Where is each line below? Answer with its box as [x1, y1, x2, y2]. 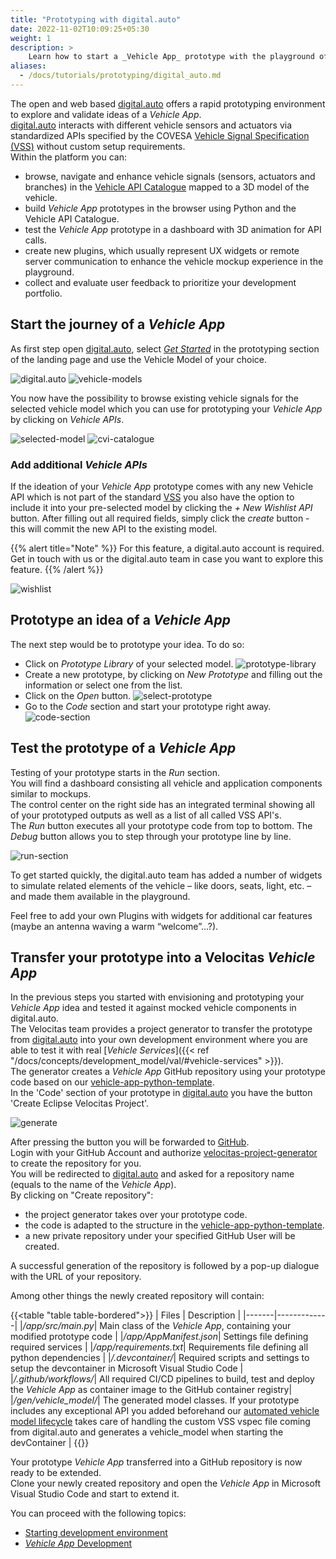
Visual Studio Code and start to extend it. [10, 1488, 180, 1500]
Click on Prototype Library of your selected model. [24, 657, 234, 670]
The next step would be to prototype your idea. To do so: [10, 638, 245, 650]
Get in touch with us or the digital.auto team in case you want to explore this [10, 552, 324, 565]
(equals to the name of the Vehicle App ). [10, 1179, 177, 1191]
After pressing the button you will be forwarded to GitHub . [10, 1136, 250, 1148]
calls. [24, 234, 47, 246]
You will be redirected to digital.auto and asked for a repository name [10, 1168, 295, 1180]
